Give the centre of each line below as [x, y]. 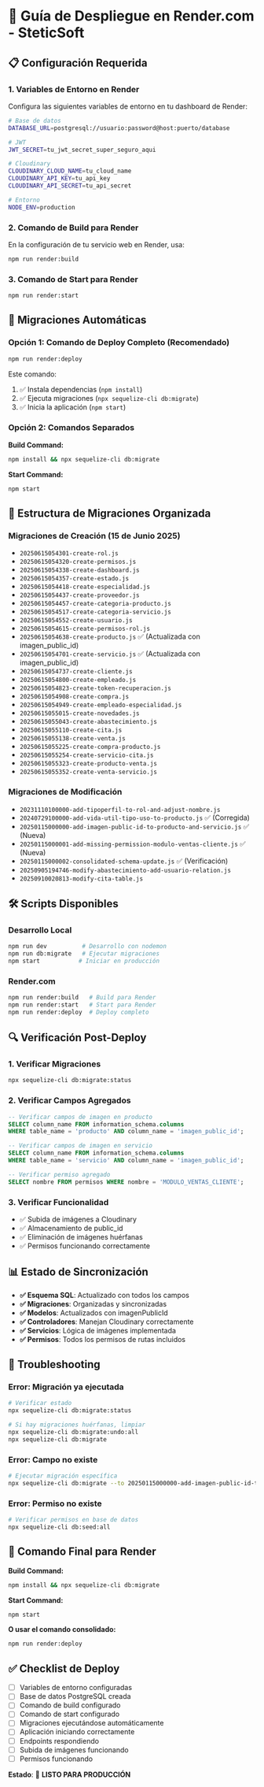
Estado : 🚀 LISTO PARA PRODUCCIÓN [70, 1774]
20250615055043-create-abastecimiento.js [88, 722]
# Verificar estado [40, 1403]
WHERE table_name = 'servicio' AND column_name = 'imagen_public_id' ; [126, 1161]
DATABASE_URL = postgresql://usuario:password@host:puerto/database [119, 128]
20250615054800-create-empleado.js [78, 680]
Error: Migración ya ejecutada [66, 1387]
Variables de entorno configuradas [75, 1688]
